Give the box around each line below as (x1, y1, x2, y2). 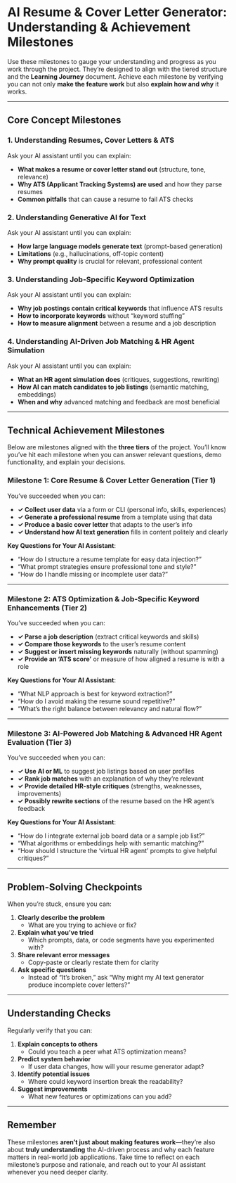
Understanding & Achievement (7, 19, 191, 35)
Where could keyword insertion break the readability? (27, 1077, 183, 1085)
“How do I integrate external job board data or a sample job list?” (17, 831, 205, 840)
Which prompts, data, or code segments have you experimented (27, 936, 214, 945)
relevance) (17, 172, 49, 181)
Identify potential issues (17, 1070, 90, 1078)
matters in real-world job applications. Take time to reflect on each (7, 1153, 200, 1161)
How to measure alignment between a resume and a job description (17, 319, 216, 328)
